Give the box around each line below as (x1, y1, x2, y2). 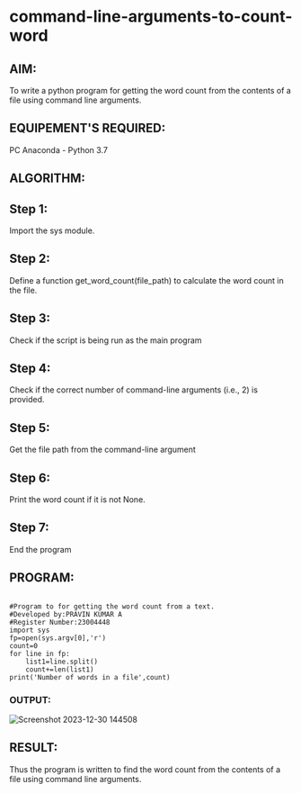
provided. (9, 394, 45, 405)
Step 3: (9, 311, 51, 326)
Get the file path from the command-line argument (9, 444, 196, 455)
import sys (9, 626, 50, 635)
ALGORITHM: (9, 171, 85, 186)
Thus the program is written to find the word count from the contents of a (9, 763, 281, 775)
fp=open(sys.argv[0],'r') (9, 633, 106, 643)
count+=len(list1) (25, 664, 94, 674)
